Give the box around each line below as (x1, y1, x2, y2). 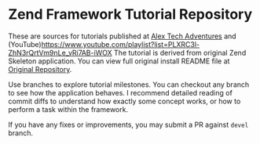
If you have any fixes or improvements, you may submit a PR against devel (8, 120, 249, 129)
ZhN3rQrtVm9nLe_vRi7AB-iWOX (8, 48, 112, 57)
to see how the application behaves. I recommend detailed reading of (8, 88, 233, 97)
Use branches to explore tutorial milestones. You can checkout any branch (8, 80, 250, 89)
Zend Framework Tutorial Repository (8, 5, 253, 23)
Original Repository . (8, 64, 72, 74)
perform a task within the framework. (8, 104, 128, 114)
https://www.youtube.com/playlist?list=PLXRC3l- (41, 39, 200, 49)
